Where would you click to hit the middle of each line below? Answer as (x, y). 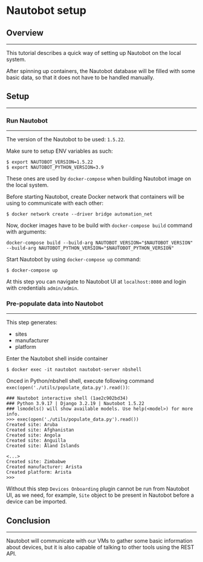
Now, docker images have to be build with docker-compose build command (99, 225)
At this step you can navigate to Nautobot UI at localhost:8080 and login (96, 282)
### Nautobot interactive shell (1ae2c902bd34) (67, 398)
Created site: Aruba (32, 425)
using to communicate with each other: (55, 203)
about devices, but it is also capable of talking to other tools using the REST (100, 548)
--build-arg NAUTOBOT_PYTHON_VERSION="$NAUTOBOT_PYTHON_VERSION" (90, 248)
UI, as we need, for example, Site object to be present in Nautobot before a (100, 495)
